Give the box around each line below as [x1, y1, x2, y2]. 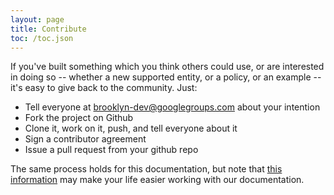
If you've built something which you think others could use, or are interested [10, 61, 325, 73]
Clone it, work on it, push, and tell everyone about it [24, 122, 238, 135]
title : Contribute [10, 24, 87, 34]
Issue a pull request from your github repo [24, 144, 199, 156]
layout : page [10, 14, 65, 25]
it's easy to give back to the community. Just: [10, 82, 198, 94]
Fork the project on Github [24, 112, 134, 124]
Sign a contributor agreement [24, 133, 147, 145]
